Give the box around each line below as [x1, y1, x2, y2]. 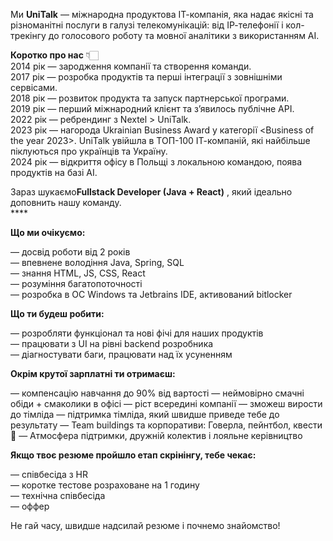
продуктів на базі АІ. [10, 167, 98, 178]
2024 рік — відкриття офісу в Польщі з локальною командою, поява [10, 156, 303, 168]
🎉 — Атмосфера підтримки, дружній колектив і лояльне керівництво [10, 430, 303, 441]
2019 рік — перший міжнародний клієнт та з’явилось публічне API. [10, 103, 295, 114]
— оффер [10, 500, 50, 512]
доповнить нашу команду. [10, 197, 122, 208]
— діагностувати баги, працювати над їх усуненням [10, 349, 233, 360]
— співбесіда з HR [10, 469, 88, 480]
